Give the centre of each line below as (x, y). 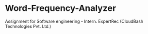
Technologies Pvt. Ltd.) (28, 26)
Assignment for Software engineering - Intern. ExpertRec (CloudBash (74, 21)
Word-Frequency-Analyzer (61, 8)
